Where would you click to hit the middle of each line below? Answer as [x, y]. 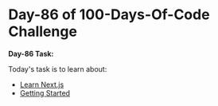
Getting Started [45, 92]
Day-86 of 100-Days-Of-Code [109, 15]
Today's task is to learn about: [58, 69]
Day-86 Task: [31, 53]
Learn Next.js [42, 84]
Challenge [43, 31]
